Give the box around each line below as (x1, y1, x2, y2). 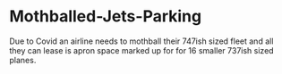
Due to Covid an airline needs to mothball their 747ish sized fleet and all (9, 36, 274, 46)
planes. (9, 54, 37, 65)
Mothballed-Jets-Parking (9, 6, 202, 27)
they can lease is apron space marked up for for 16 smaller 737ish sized (9, 45, 275, 55)
